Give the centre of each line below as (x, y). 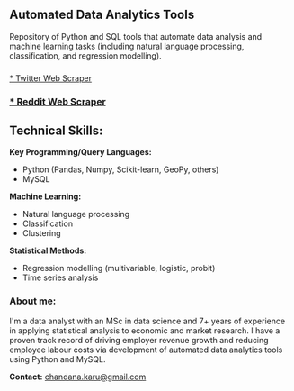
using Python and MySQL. (58, 359)
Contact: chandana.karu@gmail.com (78, 377)
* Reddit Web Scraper (58, 101)
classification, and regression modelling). (85, 55)
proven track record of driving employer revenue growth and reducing (139, 340)
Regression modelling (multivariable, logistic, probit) (119, 268)
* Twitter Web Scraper (51, 78)
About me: (33, 301)
